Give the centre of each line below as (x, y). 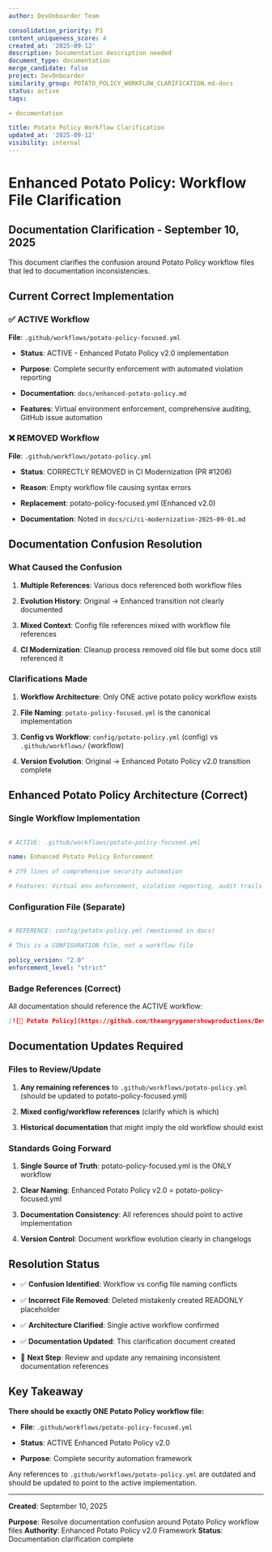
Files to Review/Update (55, 1069)
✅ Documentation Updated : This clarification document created (128, 1341)
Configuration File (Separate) (67, 907)
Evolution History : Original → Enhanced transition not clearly (122, 600)
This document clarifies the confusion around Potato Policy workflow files (132, 262)
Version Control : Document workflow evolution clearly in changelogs (136, 1239)
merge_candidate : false (49, 69)
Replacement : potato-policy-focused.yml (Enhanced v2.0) (118, 503)
